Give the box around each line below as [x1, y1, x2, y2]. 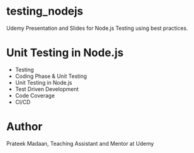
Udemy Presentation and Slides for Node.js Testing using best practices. [6, 24, 189, 32]
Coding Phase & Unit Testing [15, 72, 87, 80]
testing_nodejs [6, 4, 83, 18]
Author [6, 120, 43, 133]
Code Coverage [15, 91, 55, 99]
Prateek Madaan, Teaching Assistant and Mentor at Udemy [6, 140, 154, 147]
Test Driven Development [15, 85, 79, 93]
